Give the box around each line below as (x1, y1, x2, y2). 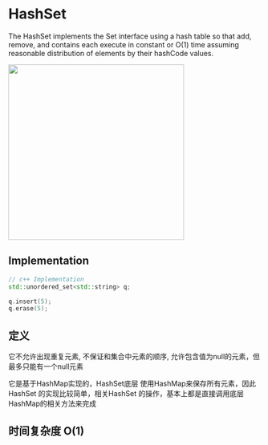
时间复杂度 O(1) (8, 424, 85, 438)
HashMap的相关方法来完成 (8, 398, 97, 409)
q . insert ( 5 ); (8, 297, 52, 305)
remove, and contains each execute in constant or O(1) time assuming (8, 39, 239, 49)
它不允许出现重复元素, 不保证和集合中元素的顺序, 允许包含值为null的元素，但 (8, 352, 261, 362)
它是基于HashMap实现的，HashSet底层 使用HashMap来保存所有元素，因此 (8, 378, 257, 389)
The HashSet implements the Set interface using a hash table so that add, (8, 31, 252, 41)
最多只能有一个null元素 (8, 362, 84, 371)
